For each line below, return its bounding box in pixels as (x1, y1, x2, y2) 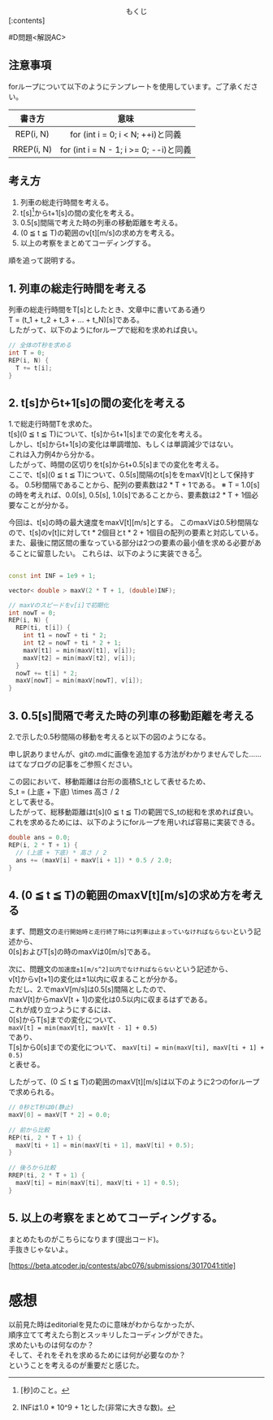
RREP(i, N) (12, 143, 53, 154)
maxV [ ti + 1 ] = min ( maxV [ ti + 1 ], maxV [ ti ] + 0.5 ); (15, 1141, 195, 1149)
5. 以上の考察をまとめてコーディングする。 (8, 1211, 223, 1225)
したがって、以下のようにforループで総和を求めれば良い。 (8, 325, 202, 335)
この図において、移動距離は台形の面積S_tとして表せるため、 (8, 777, 210, 786)
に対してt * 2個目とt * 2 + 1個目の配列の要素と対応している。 (59, 528, 263, 537)
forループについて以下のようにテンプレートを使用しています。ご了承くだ (8, 81, 251, 91)
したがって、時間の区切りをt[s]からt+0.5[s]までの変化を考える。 (8, 460, 223, 470)
